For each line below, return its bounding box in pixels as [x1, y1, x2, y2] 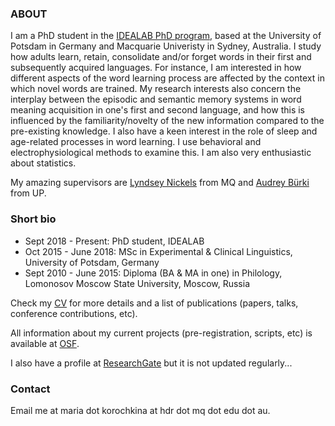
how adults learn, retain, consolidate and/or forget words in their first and [10, 51, 312, 63]
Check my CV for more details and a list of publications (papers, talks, [10, 297, 299, 309]
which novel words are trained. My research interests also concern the [10, 83, 302, 95]
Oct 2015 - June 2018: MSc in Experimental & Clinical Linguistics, [24, 245, 293, 257]
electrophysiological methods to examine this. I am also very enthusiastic [10, 147, 312, 159]
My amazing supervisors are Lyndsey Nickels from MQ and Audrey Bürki [10, 177, 310, 189]
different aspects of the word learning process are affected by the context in [10, 72, 325, 84]
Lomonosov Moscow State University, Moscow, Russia [24, 277, 250, 289]
